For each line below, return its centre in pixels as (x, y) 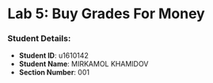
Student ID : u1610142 (53, 55)
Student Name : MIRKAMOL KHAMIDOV (84, 64)
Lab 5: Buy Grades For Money (106, 14)
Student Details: (39, 39)
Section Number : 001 (54, 73)
